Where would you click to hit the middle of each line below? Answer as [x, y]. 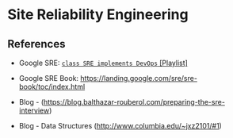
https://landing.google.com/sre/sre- [139, 78]
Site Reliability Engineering [98, 15]
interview [34, 110]
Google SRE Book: [49, 78]
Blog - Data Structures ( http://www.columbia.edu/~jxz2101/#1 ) [120, 126]
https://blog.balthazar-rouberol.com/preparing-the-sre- [134, 102]
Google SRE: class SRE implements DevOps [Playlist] [103, 63]
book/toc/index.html [52, 86]
